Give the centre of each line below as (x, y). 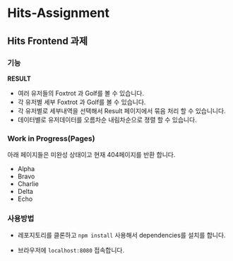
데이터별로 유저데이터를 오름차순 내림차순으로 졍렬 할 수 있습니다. (107, 120)
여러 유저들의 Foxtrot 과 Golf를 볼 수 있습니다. (81, 93)
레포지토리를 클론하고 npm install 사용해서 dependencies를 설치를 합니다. (121, 236)
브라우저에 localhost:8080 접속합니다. (71, 250)
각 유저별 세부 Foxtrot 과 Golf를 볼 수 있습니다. (82, 102)
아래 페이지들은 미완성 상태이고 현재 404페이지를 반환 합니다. (91, 155)
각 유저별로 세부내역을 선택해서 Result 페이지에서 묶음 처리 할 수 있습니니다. (121, 110)
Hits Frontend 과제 (48, 41)
